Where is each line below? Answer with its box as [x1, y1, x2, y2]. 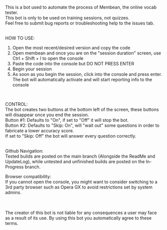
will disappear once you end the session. [5, 112, 89, 118]
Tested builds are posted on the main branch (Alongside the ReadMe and [5, 153, 156, 159]
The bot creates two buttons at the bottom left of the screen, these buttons [5, 107, 159, 112]
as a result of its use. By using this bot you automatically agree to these [5, 215, 152, 221]
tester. [5, 9, 18, 15]
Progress [5, 164, 24, 170]
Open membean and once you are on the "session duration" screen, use [12, 50, 161, 56]
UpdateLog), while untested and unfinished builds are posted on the [5, 159, 145, 164]
